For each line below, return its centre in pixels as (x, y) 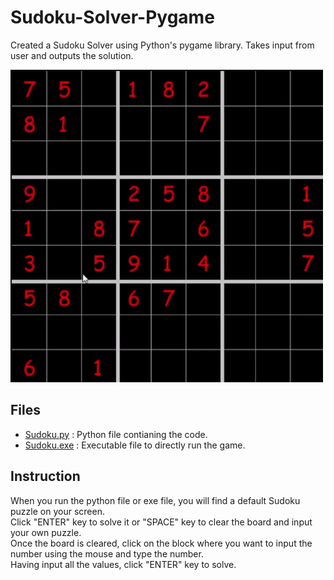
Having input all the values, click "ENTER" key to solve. (123, 564)
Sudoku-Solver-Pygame (112, 17)
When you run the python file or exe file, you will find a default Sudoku (155, 500)
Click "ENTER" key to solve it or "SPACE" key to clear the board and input (161, 522)
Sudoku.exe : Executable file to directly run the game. (135, 445)
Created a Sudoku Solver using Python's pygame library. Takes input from (162, 45)
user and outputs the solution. (72, 55)
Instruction (45, 476)
